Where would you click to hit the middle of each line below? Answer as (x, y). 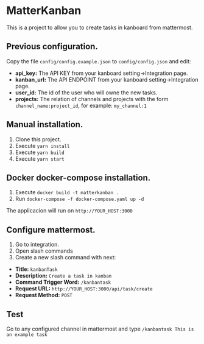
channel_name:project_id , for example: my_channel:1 (81, 105)
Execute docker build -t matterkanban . (67, 192)
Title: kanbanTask (36, 269)
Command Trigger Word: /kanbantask (63, 282)
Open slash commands (44, 251)
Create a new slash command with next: (65, 258)
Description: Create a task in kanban (63, 276)
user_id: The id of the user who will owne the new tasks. (86, 93)
